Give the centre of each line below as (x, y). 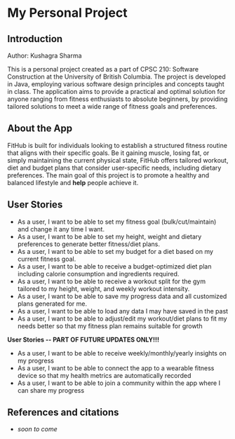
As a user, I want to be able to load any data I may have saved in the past (123, 311)
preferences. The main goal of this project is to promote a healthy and (108, 175)
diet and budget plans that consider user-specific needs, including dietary (114, 168)
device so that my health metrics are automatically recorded (104, 375)
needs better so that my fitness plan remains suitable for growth (110, 326)
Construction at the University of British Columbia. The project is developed (116, 76)
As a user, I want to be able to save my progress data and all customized (122, 296)
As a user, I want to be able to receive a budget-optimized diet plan (114, 266)
